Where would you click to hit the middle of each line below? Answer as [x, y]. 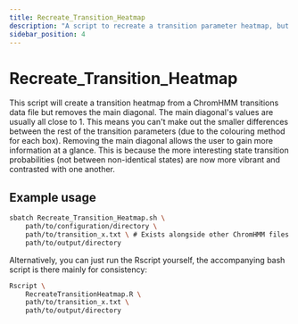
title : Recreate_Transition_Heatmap [77, 17]
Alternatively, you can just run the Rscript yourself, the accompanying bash [147, 260]
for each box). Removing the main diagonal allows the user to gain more [141, 141]
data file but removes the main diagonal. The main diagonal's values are [141, 112]
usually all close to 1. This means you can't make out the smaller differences [149, 122]
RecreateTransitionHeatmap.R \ [83, 294]
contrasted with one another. [62, 170]
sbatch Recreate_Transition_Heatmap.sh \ [87, 218]
